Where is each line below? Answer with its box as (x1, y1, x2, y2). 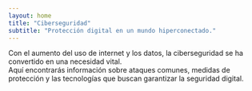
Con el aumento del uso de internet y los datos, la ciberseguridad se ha (8, 49, 244, 58)
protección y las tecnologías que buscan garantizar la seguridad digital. (8, 73, 244, 84)
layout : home (8, 11, 52, 20)
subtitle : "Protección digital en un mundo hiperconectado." (8, 26, 217, 34)
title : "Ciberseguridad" (8, 19, 91, 27)
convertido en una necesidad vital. (8, 57, 122, 66)
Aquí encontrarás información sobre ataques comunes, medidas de (8, 65, 230, 75)
